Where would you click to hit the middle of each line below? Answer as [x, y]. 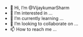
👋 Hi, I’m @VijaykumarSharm [39, 8]
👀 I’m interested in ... [31, 13]
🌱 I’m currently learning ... [37, 18]
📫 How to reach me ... [33, 29]
